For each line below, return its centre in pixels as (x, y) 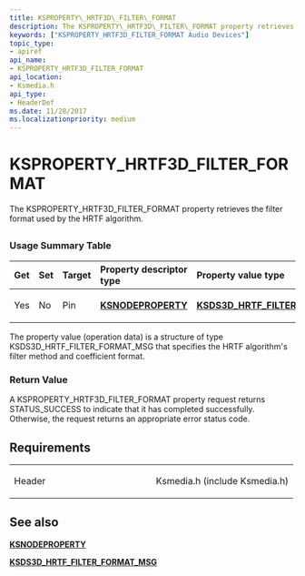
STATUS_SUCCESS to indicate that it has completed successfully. (132, 409)
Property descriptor (143, 269)
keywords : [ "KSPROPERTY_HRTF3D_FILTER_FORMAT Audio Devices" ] (129, 35)
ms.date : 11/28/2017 (49, 111)
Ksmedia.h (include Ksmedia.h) (222, 480)
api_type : (28, 94)
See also (34, 523)
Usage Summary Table (60, 246)
